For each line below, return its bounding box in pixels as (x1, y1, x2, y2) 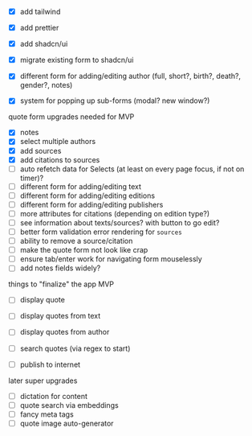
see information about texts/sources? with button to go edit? (19, 217, 220, 228)
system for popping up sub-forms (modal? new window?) (19, 96, 210, 105)
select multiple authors (19, 137, 96, 146)
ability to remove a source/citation (19, 237, 133, 246)
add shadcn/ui (19, 39, 68, 49)
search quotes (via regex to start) (19, 343, 131, 353)
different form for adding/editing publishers (19, 199, 164, 209)
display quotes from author (19, 327, 110, 337)
